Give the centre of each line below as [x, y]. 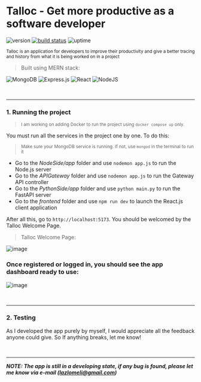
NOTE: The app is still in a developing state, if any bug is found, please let [100, 366]
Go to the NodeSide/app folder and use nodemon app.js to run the [95, 163]
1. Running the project [39, 112]
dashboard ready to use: [42, 272]
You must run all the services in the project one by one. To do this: [88, 136]
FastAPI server [33, 195]
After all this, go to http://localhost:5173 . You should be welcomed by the [99, 219]
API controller [32, 182]
